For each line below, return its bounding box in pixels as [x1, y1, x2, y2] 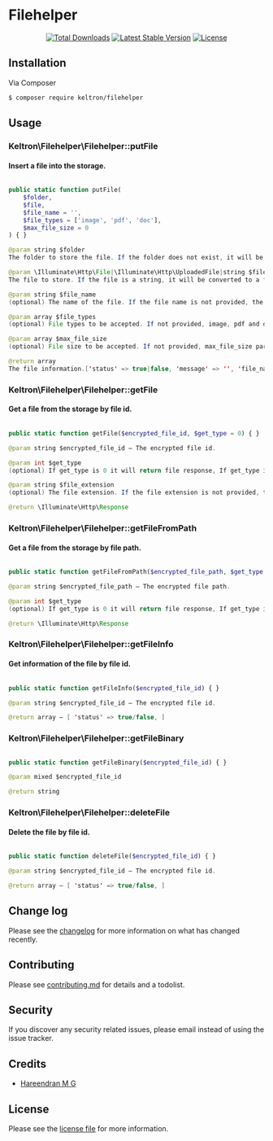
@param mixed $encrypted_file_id [8, 773, 122, 781]
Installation [8, 56, 67, 70]
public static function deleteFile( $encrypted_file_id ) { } [8, 852, 217, 860]
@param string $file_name [8, 291, 96, 299]
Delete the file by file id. [8, 827, 91, 837]
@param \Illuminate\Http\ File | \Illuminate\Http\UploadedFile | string [8, 269, 245, 277]
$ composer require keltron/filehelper [8, 94, 144, 102]
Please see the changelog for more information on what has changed [8, 925, 240, 935]
